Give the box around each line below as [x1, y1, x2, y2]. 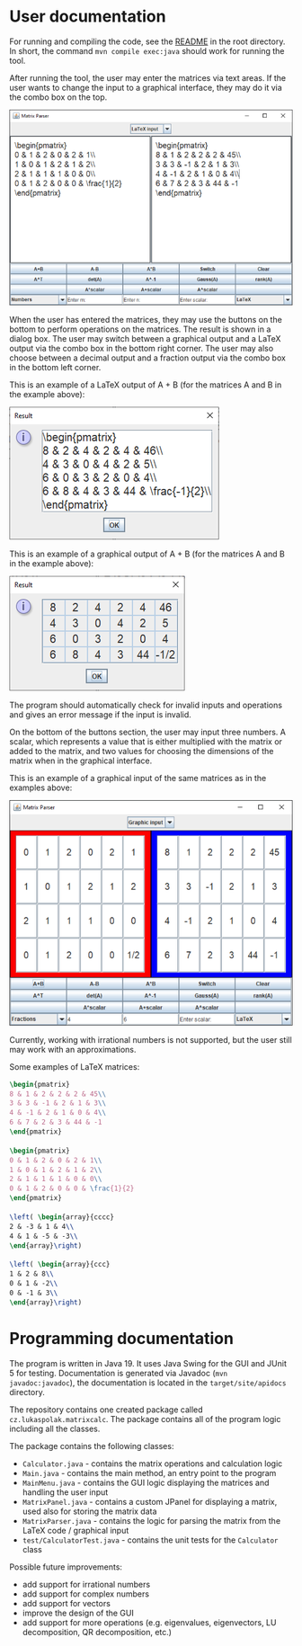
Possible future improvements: [9, 1561, 123, 1572]
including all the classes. [9, 1423, 101, 1434]
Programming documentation [9, 1328, 234, 1348]
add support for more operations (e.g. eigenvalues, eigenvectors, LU [22, 1616, 277, 1628]
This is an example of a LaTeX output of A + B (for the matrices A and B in [9, 379, 282, 390]
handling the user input [22, 1486, 109, 1498]
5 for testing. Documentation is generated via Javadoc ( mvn [9, 1367, 227, 1378]
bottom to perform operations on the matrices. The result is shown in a [9, 324, 271, 334]
